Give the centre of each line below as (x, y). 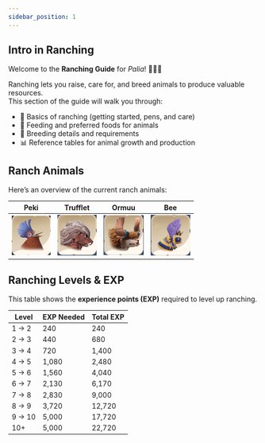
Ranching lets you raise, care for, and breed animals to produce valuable (127, 84)
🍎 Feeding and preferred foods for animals (89, 125)
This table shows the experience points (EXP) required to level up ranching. (133, 299)
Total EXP (108, 317)
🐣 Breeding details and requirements (79, 134)
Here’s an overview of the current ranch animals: (88, 190)
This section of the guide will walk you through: (86, 101)
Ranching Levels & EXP (66, 280)
